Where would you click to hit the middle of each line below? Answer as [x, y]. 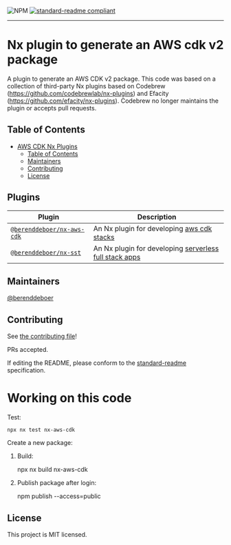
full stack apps [117, 257]
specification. [26, 370]
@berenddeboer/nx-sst [46, 252]
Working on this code [69, 398]
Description [157, 217]
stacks [104, 237]
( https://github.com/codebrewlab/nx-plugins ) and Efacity [88, 93]
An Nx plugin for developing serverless [156, 248]
